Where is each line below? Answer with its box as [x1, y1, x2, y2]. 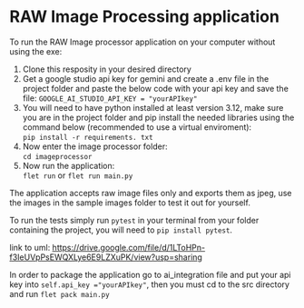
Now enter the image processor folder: [22, 141, 168, 152]
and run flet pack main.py [9, 288, 111, 299]
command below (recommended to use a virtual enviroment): [22, 121, 252, 133]
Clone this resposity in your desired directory [22, 64, 192, 75]
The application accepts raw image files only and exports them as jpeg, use [9, 187, 292, 198]
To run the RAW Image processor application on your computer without [9, 36, 276, 47]
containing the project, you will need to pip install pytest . [9, 224, 233, 235]
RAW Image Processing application [9, 6, 279, 27]
